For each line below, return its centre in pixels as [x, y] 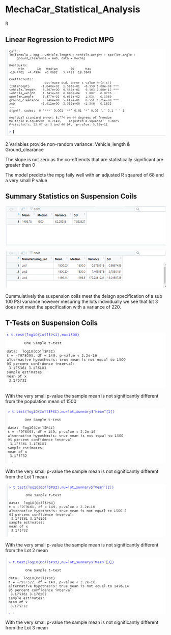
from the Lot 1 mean [26, 476]
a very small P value [26, 181]
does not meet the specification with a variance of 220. [63, 307]
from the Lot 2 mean [27, 551]
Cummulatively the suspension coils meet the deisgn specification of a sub [84, 296]
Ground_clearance [25, 150]
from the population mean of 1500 [41, 401]
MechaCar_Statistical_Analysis [73, 9]
